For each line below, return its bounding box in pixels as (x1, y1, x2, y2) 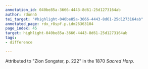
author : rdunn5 (5, 12, 37, 17)
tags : (5, 35, 17, 40)
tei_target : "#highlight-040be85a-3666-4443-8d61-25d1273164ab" (5, 16, 143, 21)
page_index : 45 (5, 26, 37, 31)
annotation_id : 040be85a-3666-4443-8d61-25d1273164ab (5, 7, 121, 12)
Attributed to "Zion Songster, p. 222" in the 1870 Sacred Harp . (5, 58, 135, 64)
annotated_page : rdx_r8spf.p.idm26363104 (5, 21, 94, 26)
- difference (5, 40, 33, 45)
